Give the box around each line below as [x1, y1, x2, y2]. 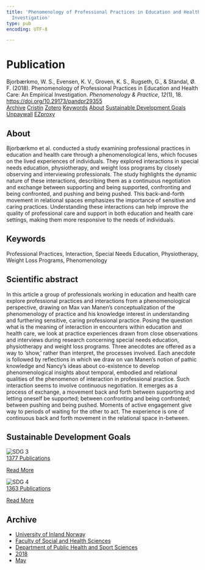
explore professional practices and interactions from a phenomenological [6, 297, 190, 304]
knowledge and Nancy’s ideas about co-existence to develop [6, 362, 160, 369]
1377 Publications [6, 454, 51, 462]
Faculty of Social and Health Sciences [15, 537, 111, 545]
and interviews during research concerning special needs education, [6, 336, 179, 343]
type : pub [6, 20, 32, 26]
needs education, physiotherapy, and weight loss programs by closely [6, 164, 182, 171]
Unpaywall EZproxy [6, 111, 56, 118]
